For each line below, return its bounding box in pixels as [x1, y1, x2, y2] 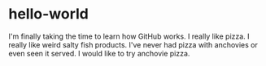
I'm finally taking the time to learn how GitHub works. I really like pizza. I [8, 31, 250, 41]
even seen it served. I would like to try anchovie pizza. [8, 48, 190, 58]
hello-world [8, 5, 89, 23]
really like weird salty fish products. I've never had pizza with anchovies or [8, 39, 258, 49]
